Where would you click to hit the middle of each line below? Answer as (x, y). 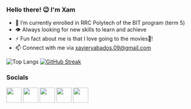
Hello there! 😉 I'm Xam (41, 10)
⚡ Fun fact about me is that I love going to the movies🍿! (84, 39)
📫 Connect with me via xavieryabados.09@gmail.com (83, 48)
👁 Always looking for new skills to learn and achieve (81, 30)
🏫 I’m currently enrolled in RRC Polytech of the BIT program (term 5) (100, 23)
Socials (17, 78)
